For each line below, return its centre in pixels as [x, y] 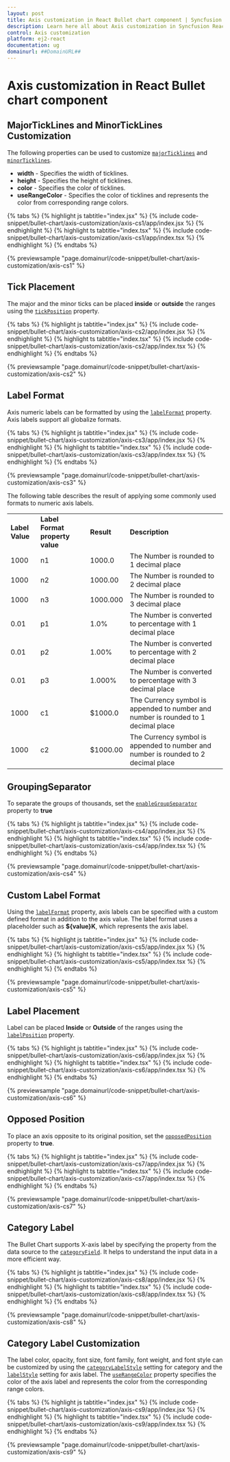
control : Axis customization [49, 33]
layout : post [26, 13]
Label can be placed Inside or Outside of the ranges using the [95, 1027]
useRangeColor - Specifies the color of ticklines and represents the [113, 195]
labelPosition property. [41, 1035]
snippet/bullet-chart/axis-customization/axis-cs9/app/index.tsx [97, 1424]
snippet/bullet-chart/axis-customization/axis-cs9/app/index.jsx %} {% [106, 1410]
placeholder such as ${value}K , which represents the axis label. [98, 926]
